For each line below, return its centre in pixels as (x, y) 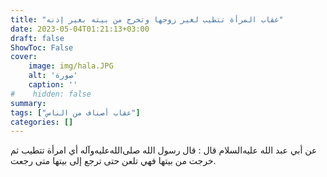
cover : (24, 57)
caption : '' (53, 85)
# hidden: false (51, 94)
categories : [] (42, 122)
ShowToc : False (42, 47)
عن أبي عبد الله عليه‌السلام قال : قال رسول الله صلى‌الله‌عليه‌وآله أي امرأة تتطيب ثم (164, 150)
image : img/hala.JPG (71, 66)
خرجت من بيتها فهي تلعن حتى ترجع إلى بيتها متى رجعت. (113, 161)
